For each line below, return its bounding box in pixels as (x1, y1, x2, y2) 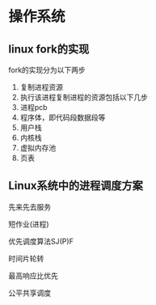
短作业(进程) (8, 219, 50, 229)
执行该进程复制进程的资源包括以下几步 (19, 92, 148, 102)
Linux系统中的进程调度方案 (8, 179, 143, 193)
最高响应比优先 (8, 270, 58, 280)
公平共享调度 (8, 288, 51, 298)
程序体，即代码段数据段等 (19, 112, 106, 122)
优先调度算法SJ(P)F (8, 236, 74, 246)
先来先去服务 (8, 201, 51, 211)
